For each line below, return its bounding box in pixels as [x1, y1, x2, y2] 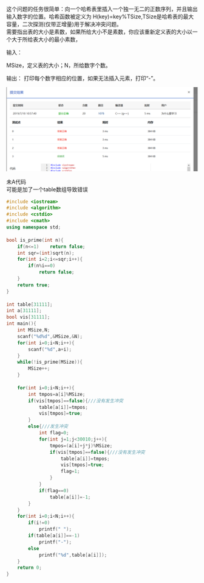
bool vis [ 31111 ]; [6, 314, 50, 320]
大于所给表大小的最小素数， [11, 36, 81, 43]
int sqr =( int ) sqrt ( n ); [17, 250, 75, 256]
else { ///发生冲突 [28, 423, 69, 429]
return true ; [17, 282, 50, 288]
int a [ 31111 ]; [6, 308, 42, 314]
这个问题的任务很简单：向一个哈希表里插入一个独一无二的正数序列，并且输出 [6, 5, 198, 12]
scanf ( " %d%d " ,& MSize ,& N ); [17, 333, 83, 339]
